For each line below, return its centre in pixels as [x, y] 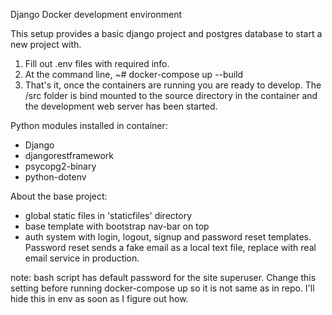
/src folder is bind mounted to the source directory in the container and [171, 95]
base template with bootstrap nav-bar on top [117, 226]
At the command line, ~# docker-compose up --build [134, 74]
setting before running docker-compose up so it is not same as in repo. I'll [162, 288]
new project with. [46, 44]
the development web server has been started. [121, 106]
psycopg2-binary [60, 166]
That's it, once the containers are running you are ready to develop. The [173, 85]
